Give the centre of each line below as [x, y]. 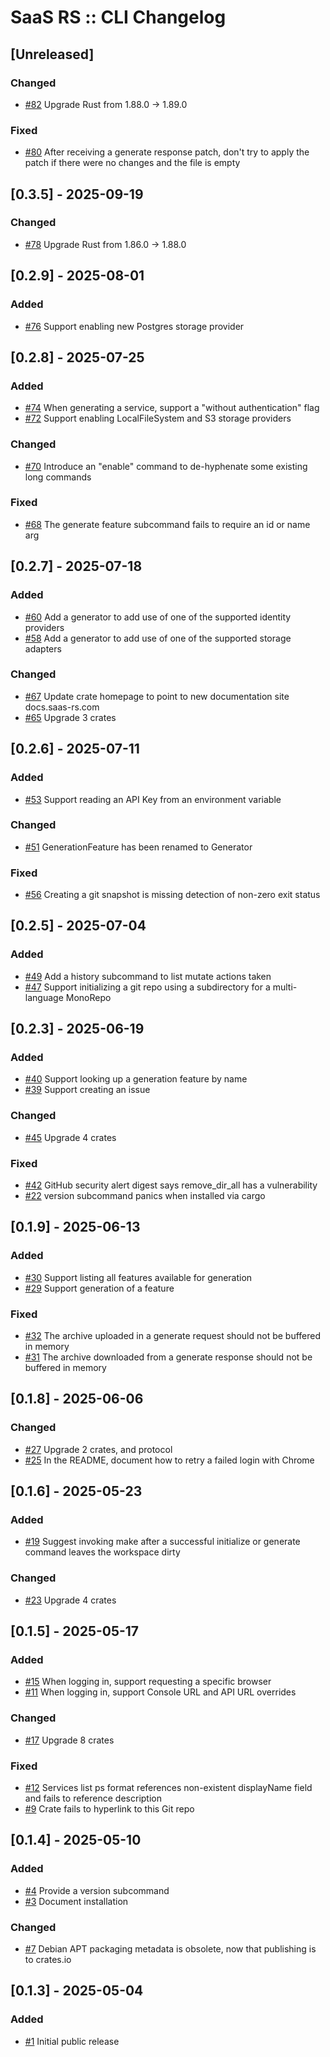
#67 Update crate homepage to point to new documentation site [157, 696]
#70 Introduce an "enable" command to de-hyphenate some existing [166, 466]
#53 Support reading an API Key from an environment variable [153, 799]
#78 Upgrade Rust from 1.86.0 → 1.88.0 [105, 244]
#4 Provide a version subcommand [97, 1890]
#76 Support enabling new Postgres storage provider [134, 326]
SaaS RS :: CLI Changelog [118, 17]
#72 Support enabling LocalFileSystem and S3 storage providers [158, 418]
